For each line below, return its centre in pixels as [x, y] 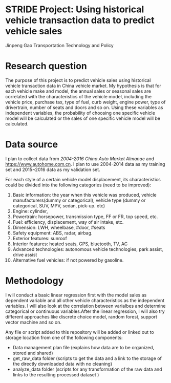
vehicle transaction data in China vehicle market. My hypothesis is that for [83, 86]
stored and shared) [33, 353]
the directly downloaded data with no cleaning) [62, 364]
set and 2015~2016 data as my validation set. [53, 169]
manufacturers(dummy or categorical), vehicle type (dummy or [79, 200]
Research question [46, 66]
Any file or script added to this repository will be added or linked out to [80, 332]
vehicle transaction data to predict [80, 20]
